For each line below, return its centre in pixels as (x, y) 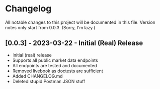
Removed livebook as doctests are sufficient (58, 71)
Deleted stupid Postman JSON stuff (49, 81)
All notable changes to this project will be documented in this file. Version (80, 22)
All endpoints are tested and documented (55, 65)
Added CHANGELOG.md (38, 76)
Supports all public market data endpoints (55, 60)
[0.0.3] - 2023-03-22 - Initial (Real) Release (74, 43)
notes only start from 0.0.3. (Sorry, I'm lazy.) (50, 27)
